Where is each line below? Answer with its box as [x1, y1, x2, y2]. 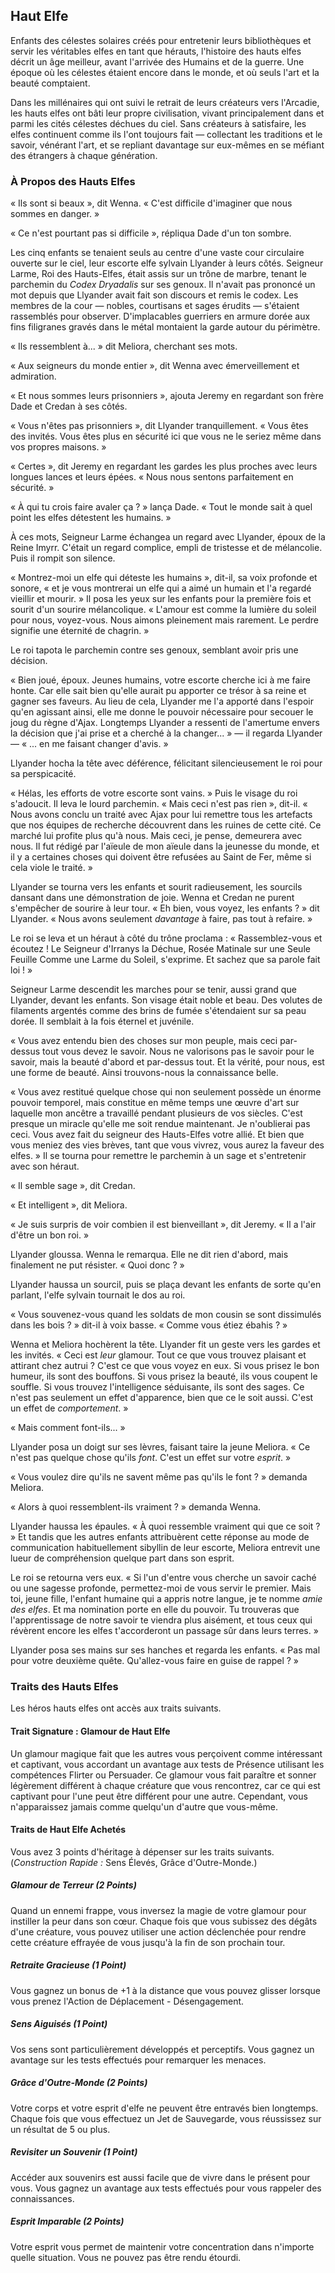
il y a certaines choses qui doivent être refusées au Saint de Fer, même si [10, 851, 312, 863]
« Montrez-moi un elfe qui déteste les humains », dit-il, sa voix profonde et [10, 572, 318, 584]
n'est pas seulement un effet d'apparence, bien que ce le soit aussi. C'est [10, 1392, 314, 1404]
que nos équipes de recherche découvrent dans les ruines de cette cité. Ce [10, 819, 322, 831]
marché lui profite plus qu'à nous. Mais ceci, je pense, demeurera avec [10, 830, 303, 842]
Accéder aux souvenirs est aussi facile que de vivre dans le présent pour [10, 2171, 311, 2183]
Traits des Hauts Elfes [10, 1680, 119, 1694]
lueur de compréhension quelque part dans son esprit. [10, 1552, 235, 1564]
